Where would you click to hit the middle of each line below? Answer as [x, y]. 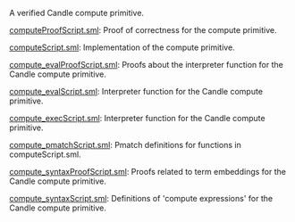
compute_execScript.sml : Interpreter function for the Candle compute [137, 118]
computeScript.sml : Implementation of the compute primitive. [122, 47]
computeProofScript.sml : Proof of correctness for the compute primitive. [143, 30]
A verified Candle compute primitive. [77, 13]
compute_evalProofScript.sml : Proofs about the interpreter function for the [146, 65]
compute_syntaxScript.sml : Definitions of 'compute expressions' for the [141, 198]
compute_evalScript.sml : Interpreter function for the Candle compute [136, 91]
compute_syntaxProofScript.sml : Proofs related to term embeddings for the [147, 172]
